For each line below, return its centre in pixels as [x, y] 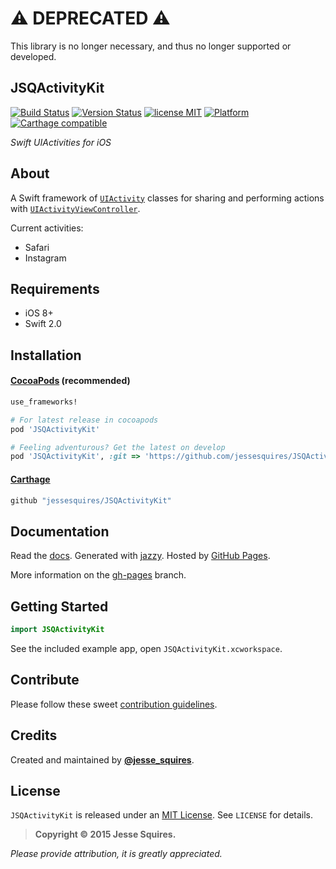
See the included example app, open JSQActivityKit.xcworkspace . [146, 648]
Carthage [30, 479]
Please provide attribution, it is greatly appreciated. [116, 854]
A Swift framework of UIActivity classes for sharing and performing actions [167, 198]
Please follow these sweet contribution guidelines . [114, 704]
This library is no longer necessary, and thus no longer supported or [151, 46]
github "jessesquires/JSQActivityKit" [91, 500]
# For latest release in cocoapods [84, 420]
